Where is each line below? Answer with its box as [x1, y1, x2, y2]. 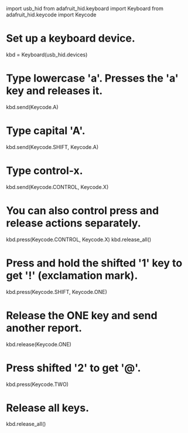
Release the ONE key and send [6, 309, 158, 322]
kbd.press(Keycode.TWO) [6, 381, 69, 388]
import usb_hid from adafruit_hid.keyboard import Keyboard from [6, 5, 164, 12]
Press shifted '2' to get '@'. [6, 361, 141, 374]
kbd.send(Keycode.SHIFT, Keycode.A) [6, 143, 99, 150]
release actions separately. [6, 216, 142, 229]
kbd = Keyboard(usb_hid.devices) [6, 51, 88, 58]
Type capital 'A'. [6, 124, 86, 137]
